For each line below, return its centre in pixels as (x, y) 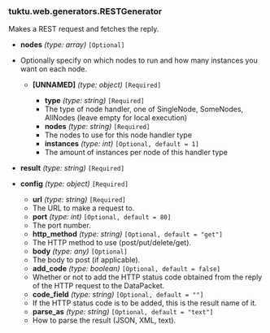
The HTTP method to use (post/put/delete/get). (112, 243)
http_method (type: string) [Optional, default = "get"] (128, 234)
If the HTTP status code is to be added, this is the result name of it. (145, 303)
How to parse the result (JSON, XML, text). (104, 320)
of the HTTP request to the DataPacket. (98, 286)
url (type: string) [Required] (79, 200)
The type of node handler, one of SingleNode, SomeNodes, (144, 109)
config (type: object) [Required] (74, 184)
